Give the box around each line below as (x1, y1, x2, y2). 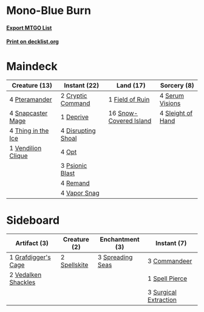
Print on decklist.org (6, 38, 59, 46)
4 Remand (60, 179, 90, 187)
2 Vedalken (9, 271, 42, 279)
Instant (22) (63, 81, 99, 90)
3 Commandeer (148, 257, 192, 265)
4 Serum (160, 92, 184, 100)
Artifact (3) (15, 239, 49, 248)
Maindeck (6, 59, 58, 73)
